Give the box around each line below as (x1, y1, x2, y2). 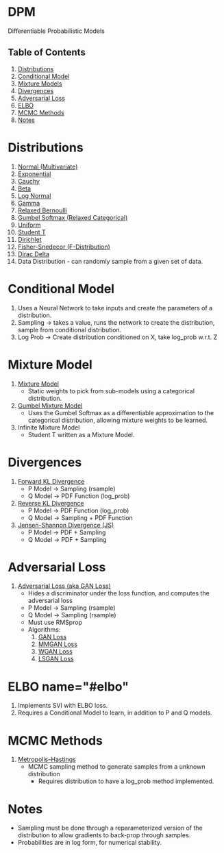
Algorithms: (27, 626, 61, 634)
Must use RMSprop (27, 618, 83, 627)
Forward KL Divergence (17, 477, 85, 485)
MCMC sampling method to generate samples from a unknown (27, 763, 206, 771)
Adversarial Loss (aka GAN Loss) (17, 582, 112, 590)
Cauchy (17, 177, 40, 185)
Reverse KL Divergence (17, 499, 84, 507)
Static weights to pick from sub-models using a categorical (27, 386, 195, 395)
